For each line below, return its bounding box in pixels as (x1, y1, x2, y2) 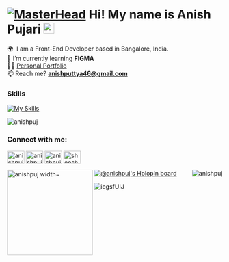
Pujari (7, 21, 41, 37)
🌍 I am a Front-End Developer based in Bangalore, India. (7, 44, 169, 53)
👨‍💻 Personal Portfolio (7, 62, 67, 70)
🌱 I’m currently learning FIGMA (7, 54, 94, 62)
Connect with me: (7, 135, 68, 144)
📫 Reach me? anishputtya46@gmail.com (7, 69, 128, 77)
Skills (7, 89, 26, 99)
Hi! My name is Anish (88, 7, 211, 23)
